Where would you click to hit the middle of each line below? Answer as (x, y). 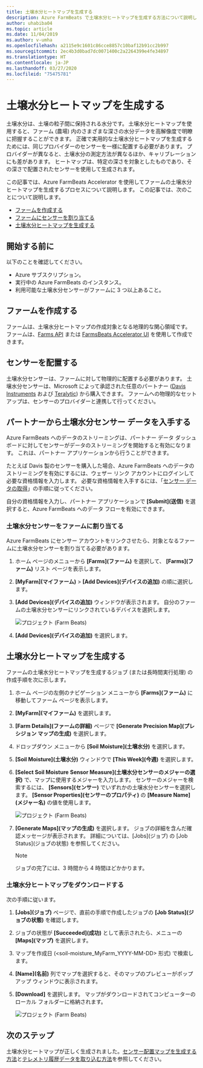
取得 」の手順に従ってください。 (56, 489)
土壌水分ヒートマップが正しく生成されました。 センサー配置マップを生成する (101, 1051)
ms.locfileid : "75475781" (39, 74)
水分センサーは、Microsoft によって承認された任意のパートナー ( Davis (98, 386)
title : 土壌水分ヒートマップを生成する (50, 12)
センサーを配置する (42, 363)
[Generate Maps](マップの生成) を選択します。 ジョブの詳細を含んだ (101, 828)
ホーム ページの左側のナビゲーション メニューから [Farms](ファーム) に (104, 692)
